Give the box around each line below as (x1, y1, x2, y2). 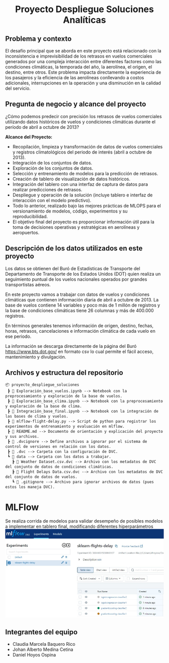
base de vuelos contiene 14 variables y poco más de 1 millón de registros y (5, 302, 160, 308)
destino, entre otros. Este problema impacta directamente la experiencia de (5, 69, 161, 75)
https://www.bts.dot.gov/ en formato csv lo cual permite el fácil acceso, (5, 348, 154, 354)
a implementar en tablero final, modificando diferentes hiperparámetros (5, 524, 153, 530)
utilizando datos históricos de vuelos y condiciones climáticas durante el (5, 119, 156, 125)
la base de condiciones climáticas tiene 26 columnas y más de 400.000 (5, 307, 154, 314)
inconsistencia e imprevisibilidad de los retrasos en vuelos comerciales (5, 53, 152, 59)
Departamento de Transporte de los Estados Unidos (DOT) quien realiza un (5, 271, 161, 277)
